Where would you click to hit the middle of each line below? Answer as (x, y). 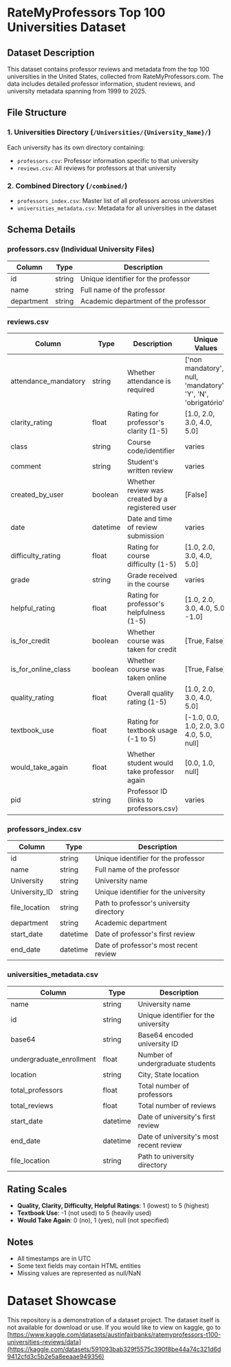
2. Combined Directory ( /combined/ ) (67, 186)
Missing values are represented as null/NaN (79, 1273)
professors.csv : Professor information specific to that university (108, 160)
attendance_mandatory (48, 381)
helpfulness (146, 612)
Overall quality (150, 693)
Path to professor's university (143, 903)
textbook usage (152, 730)
